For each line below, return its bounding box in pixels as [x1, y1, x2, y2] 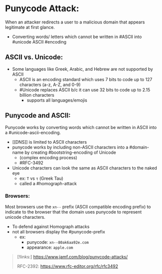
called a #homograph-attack [19, 180, 77, 186]
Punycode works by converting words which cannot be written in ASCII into [5, 124, 157, 130]
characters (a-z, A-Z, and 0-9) [19, 82, 81, 87]
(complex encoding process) [19, 154, 78, 160]
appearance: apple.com [26, 244, 73, 250]
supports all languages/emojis [26, 97, 87, 103]
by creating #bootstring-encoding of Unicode [24, 149, 116, 155]
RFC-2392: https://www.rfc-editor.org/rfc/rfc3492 [17, 263, 119, 269]
